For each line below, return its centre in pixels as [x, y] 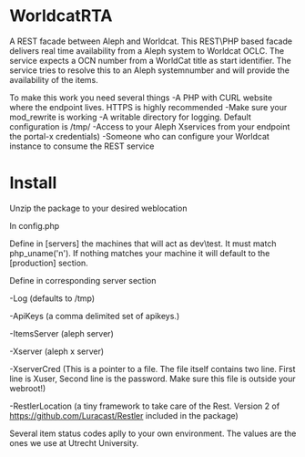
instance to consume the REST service [82, 146]
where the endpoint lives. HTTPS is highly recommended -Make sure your [148, 107]
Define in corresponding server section [83, 280]
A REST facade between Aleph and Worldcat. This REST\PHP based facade [151, 41]
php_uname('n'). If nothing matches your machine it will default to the [140, 253]
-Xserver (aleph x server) [57, 351]
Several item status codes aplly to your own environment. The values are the [153, 433]
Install [33, 183]
